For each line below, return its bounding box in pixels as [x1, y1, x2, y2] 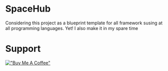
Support [5, 43, 41, 55]
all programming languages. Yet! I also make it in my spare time [5, 25, 138, 31]
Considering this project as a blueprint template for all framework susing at [5, 20, 163, 26]
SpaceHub [5, 3, 51, 15]
